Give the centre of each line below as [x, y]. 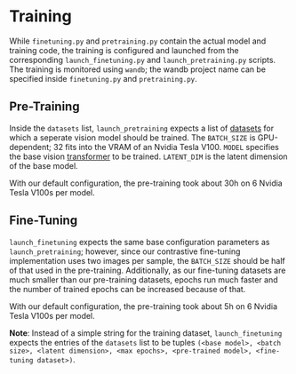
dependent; [30, 147]
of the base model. [44, 165]
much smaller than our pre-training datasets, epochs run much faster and [144, 279]
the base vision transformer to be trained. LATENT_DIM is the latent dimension [148, 156]
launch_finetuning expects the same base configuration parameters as [140, 242]
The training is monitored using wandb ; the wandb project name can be [138, 69]
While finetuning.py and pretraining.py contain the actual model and [138, 41]
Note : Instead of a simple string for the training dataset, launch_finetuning [146, 333]
